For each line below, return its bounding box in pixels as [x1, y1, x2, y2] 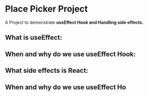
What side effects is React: [5, 66, 89, 75]
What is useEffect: [5, 33, 62, 42]
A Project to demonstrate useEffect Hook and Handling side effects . [5, 19, 144, 25]
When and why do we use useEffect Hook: [5, 50, 136, 58]
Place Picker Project [5, 3, 88, 15]
